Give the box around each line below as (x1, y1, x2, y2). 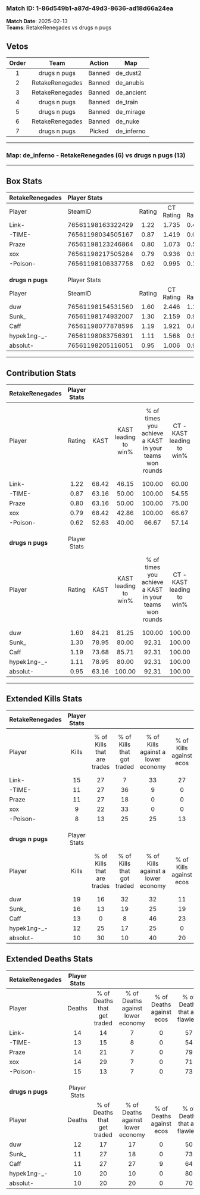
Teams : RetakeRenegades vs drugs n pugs (6, 24, 112, 31)
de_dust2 (115, 69, 142, 77)
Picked (89, 127, 109, 135)
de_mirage (115, 108, 146, 116)
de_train (115, 98, 139, 107)
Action (89, 59, 109, 67)
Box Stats (6, 176, 43, 186)
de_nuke (115, 117, 140, 126)
